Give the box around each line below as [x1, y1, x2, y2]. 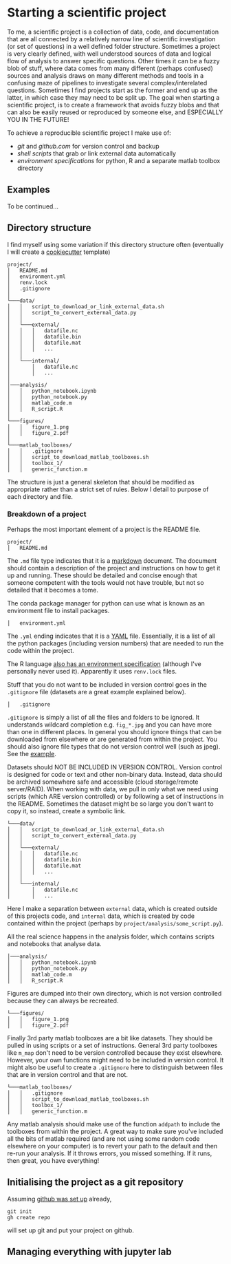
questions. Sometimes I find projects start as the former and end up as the [7, 86, 218, 94]
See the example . [7, 749, 56, 758]
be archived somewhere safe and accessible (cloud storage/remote [7, 778, 199, 786]
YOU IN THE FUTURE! [7, 115, 69, 123]
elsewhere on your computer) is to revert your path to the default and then [7, 1142, 218, 1150]
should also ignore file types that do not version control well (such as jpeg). [7, 742, 221, 751]
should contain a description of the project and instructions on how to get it [7, 564, 221, 572]
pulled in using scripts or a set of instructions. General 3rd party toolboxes [7, 1041, 218, 1049]
